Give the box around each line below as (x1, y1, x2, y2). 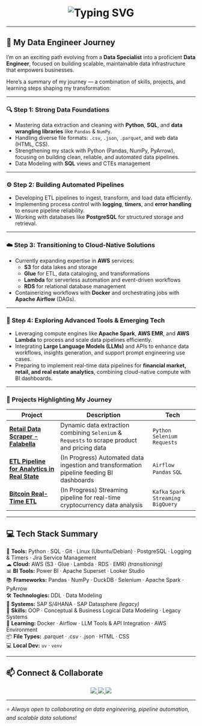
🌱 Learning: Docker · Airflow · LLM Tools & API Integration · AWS (6, 620, 167, 627)
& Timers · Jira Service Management (6, 554, 97, 561)
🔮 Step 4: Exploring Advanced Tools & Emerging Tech (6, 316, 165, 324)
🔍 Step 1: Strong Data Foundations (6, 106, 109, 114)
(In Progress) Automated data (60, 453, 144, 462)
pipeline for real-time (60, 493, 121, 502)
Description (86, 411, 121, 419)
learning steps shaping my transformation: (6, 84, 111, 92)
